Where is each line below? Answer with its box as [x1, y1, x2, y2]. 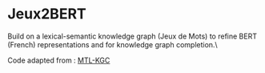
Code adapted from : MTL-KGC [7, 55, 110, 65]
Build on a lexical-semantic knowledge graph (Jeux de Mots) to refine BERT [7, 31, 258, 41]
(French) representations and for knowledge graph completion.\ [7, 39, 218, 49]
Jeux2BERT [7, 5, 86, 23]
